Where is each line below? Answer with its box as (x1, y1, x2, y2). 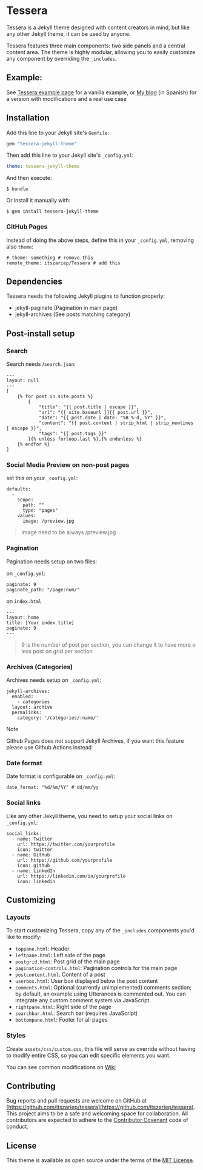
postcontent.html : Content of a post (15, 971, 105, 979)
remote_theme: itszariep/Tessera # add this (6, 260, 121, 266)
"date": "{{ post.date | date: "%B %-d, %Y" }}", (38, 415, 167, 421)
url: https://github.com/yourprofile (17, 857, 113, 863)
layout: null (6, 377, 39, 384)
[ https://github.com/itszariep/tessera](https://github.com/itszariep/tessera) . (6, 1104, 196, 1111)
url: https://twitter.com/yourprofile (17, 841, 115, 847)
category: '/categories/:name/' (17, 715, 99, 721)
